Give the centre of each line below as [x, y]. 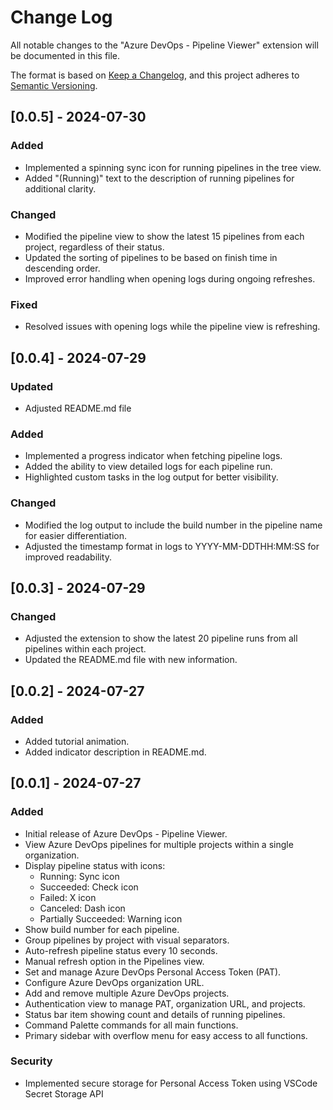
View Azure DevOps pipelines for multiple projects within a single [159, 844]
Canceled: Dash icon [82, 908]
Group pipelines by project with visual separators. [127, 940]
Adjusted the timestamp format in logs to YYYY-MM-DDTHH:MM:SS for [172, 546]
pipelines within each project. [85, 649]
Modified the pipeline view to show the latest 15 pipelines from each [164, 236]
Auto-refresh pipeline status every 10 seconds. [121, 950]
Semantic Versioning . [54, 85]
